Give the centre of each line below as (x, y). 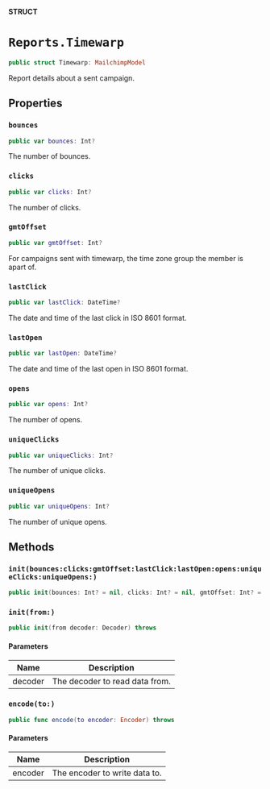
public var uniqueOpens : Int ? (59, 506)
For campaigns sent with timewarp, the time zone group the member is (126, 258)
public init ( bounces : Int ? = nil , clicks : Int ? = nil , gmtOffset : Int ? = (135, 593)
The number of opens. (46, 420)
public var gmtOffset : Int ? (56, 243)
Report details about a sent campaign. (72, 78)
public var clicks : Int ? (50, 192)
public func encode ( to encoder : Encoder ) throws (91, 720)
